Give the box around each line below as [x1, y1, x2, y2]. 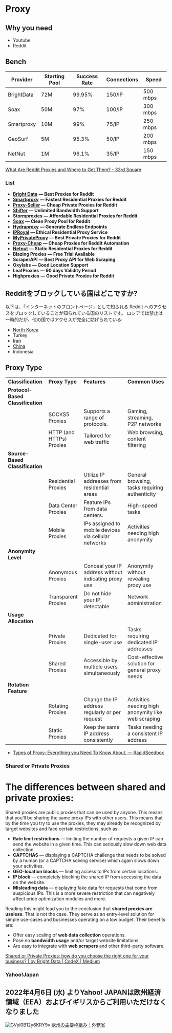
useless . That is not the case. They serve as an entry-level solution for [5, 911, 155, 917]
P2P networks [127, 420, 161, 427]
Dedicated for [83, 632, 117, 640]
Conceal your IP [83, 562, 122, 569]
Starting [44, 72, 65, 80]
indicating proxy [83, 575, 123, 582]
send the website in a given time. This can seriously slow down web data [12, 841, 167, 847]
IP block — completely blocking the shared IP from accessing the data [12, 874, 161, 880]
